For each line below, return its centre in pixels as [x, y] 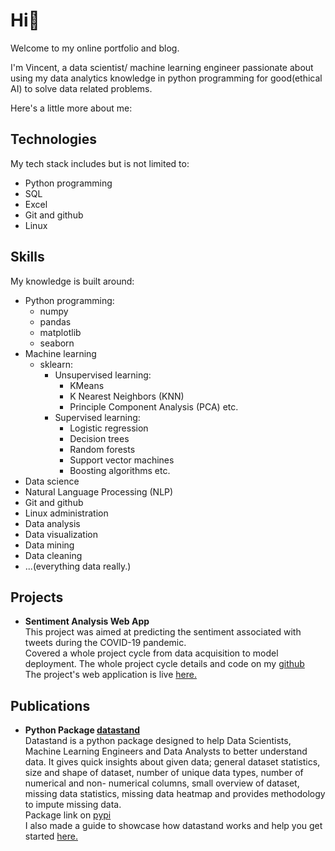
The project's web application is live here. [110, 675]
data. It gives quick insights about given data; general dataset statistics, [172, 762]
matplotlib [60, 332]
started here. [51, 836]
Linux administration [66, 513]
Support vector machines [122, 460]
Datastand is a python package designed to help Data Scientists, [158, 741]
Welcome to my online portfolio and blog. [95, 48]
